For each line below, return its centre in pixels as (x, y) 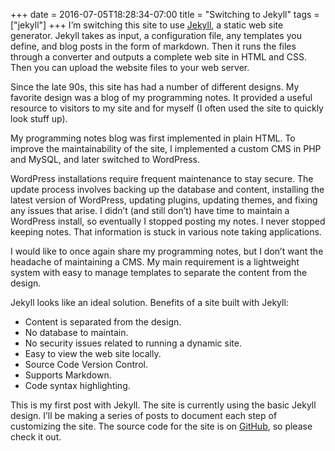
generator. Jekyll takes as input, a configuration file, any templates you (156, 35)
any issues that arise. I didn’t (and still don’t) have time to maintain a (150, 210)
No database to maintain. (76, 332)
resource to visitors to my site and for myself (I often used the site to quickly (167, 108)
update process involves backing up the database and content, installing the (167, 189)
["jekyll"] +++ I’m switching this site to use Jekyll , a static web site (147, 25)
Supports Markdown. (68, 375)
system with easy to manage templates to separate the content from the (159, 272)
